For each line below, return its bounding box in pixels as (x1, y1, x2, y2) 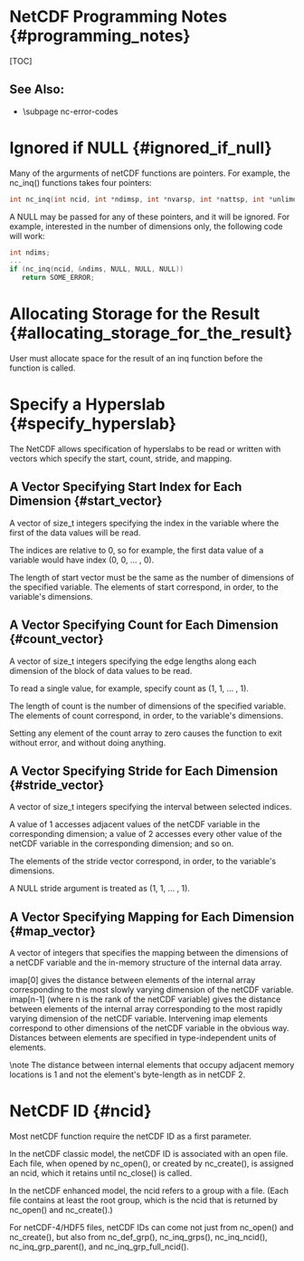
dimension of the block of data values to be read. (9, 665, 193, 676)
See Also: (9, 82, 65, 97)
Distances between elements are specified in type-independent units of (9, 1033, 278, 1044)
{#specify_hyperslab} (9, 414, 176, 434)
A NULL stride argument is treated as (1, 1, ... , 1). (9, 883, 190, 894)
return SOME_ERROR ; (21, 274, 95, 283)
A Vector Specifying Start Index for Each (9, 479, 242, 495)
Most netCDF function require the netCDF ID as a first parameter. (9, 1131, 252, 1142)
